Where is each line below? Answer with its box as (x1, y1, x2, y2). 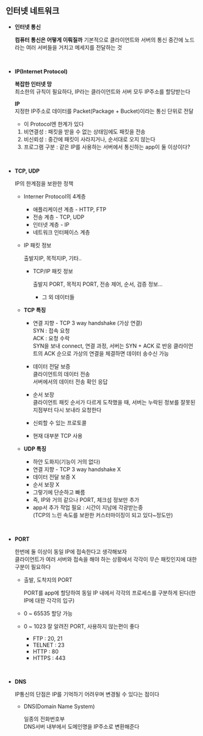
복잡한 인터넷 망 (14, 80, 52, 87)
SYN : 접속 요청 (32, 327, 70, 334)
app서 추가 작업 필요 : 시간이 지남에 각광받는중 (32, 504, 143, 511)
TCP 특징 (23, 306, 46, 313)
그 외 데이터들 (41, 293, 75, 301)
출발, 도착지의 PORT (23, 576, 73, 584)
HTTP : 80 (32, 648, 59, 655)
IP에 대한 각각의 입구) (23, 596, 75, 604)
